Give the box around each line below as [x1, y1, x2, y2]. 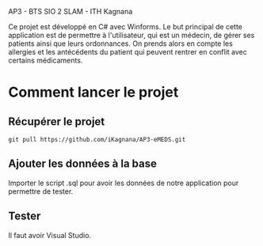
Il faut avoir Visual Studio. [8, 230, 92, 240]
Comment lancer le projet [8, 83, 179, 101]
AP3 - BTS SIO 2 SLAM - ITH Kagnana [8, 7, 133, 16]
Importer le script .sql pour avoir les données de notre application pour [8, 178, 239, 187]
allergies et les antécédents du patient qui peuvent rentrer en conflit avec [8, 47, 247, 56]
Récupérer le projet [8, 115, 105, 128]
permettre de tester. [8, 186, 74, 196]
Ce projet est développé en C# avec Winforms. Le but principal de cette [8, 22, 243, 31]
